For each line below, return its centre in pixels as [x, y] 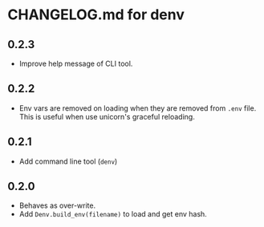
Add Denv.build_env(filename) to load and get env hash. [113, 214]
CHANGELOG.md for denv [96, 15]
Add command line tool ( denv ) [68, 161]
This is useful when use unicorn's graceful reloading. [107, 116]
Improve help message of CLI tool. [76, 63]
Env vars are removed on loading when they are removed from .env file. [138, 108]
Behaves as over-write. [57, 205]
